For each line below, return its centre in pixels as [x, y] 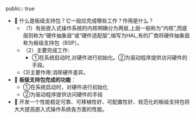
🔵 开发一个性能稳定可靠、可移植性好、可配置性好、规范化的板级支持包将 [102, 102]
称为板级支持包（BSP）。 [53, 43]
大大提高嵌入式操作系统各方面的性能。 [61, 109]
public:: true [20, 9]
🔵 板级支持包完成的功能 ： [45, 80]
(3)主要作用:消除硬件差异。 [56, 72]
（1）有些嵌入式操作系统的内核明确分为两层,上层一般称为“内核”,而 [102, 28]
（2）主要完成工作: [46, 50]
